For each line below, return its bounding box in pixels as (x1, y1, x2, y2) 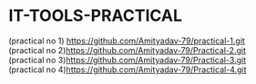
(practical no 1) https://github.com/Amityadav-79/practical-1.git (8, 35, 245, 46)
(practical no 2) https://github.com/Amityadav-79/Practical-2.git (8, 44, 247, 55)
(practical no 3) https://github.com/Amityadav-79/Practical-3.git (8, 54, 247, 65)
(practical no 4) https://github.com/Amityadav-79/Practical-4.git (8, 64, 247, 75)
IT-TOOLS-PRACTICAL (8, 5, 183, 26)
